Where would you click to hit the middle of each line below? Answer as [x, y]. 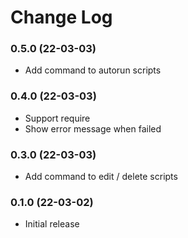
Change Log [61, 17]
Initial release [52, 224]
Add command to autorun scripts [93, 70]
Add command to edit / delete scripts [101, 177]
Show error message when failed [93, 128]
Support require [57, 118]
